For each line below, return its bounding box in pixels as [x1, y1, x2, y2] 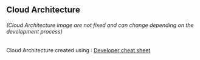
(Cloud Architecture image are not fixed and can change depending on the [6, 21, 194, 29]
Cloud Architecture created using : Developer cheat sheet [6, 46, 151, 53]
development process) [6, 28, 63, 35]
